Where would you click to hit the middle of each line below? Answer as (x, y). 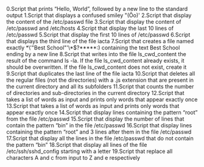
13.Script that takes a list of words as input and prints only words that (93, 106)
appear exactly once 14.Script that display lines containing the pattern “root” (102, 112)
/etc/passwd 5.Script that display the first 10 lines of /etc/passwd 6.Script (98, 35)
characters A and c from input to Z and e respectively (73, 158)
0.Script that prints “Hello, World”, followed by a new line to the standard (97, 9)
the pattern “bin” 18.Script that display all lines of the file (77, 145)
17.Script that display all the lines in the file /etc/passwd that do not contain (100, 138)
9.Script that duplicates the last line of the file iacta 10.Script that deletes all (101, 73)
